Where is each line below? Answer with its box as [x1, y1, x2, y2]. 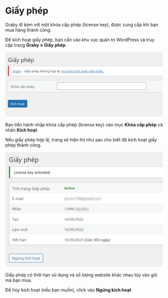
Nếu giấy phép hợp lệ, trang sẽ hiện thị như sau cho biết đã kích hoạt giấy [5, 137, 157, 143]
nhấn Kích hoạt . [5, 127, 38, 133]
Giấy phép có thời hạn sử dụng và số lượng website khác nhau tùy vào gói [5, 272, 157, 278]
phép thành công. [5, 142, 42, 148]
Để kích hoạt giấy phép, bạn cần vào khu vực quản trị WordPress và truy [5, 37, 155, 43]
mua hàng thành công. [5, 27, 51, 33]
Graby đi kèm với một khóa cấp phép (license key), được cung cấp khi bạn [5, 22, 158, 28]
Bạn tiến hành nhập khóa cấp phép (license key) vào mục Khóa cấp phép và [5, 122, 163, 128]
